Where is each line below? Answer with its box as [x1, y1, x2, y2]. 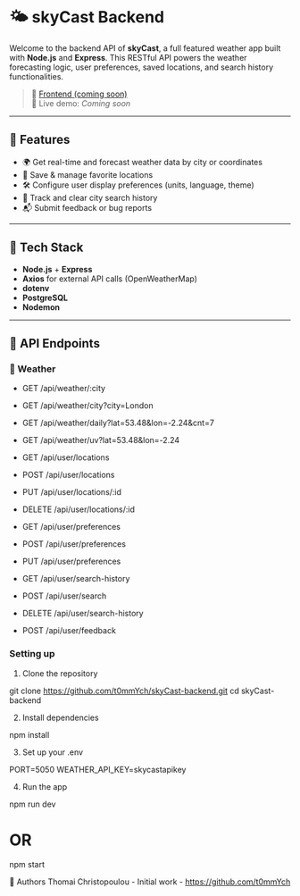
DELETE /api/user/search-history [21, 608, 145, 619]
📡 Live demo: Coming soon [30, 97, 131, 108]
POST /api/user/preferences [21, 539, 127, 549]
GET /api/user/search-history [21, 574, 130, 584]
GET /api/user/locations [21, 452, 110, 463]
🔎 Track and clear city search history [21, 192, 158, 203]
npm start [9, 859, 46, 870]
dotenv [21, 282, 50, 293]
